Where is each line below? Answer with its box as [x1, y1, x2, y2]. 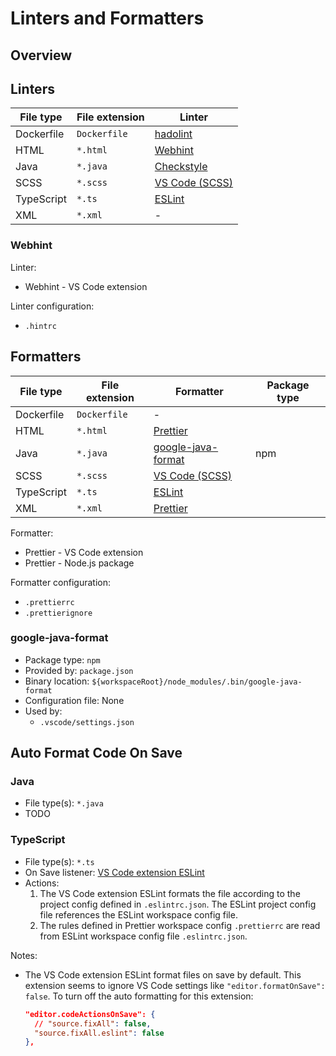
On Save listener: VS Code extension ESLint [24, 866, 205, 878]
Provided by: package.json [24, 664, 134, 676]
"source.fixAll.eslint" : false [34, 1028, 165, 1038]
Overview [10, 47, 73, 64]
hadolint [154, 127, 193, 141]
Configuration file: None [24, 694, 125, 706]
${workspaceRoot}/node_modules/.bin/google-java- [91, 677, 303, 687]
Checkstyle [154, 160, 208, 174]
